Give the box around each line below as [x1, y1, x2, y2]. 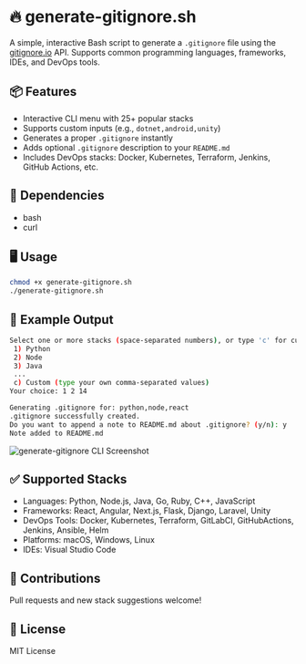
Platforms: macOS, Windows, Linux [22, 534, 155, 545]
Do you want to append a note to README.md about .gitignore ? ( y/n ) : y [9, 420, 287, 430]
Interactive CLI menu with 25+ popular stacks [22, 112, 194, 124]
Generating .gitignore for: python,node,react [9, 403, 189, 412]
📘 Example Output [9, 312, 114, 327]
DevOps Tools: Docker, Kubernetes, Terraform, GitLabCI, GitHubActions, [22, 515, 294, 526]
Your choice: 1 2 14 [9, 387, 88, 396]
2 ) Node [13, 353, 43, 362]
